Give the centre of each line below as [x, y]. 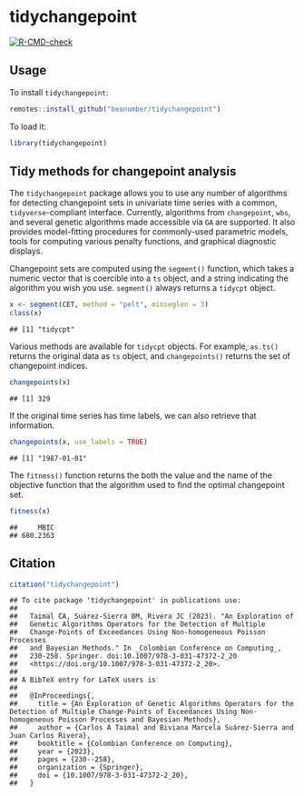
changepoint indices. [49, 366]
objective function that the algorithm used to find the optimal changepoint [147, 484]
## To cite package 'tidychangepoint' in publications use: [126, 601]
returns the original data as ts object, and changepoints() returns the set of [150, 356]
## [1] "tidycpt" [42, 330]
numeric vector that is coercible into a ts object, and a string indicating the [149, 278]
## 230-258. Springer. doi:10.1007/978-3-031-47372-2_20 [123, 656]
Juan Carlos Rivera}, [50, 736]
